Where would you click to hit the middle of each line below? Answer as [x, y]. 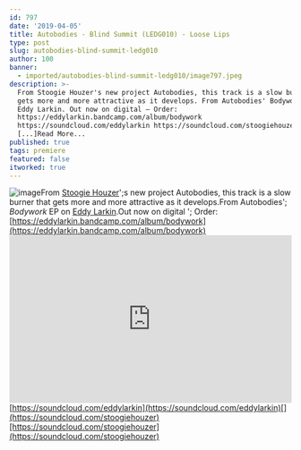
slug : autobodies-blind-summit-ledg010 [84, 51]
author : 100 [31, 59]
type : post [30, 42]
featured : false [39, 159]
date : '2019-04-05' [46, 26]
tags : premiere [38, 150]
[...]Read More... [52, 134]
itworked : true [38, 167]
